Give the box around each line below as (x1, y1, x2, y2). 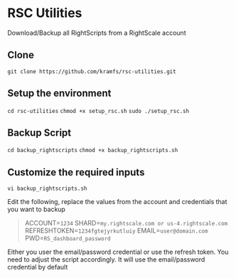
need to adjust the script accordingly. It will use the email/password (7, 255, 205, 264)
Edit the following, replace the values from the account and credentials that (7, 198, 227, 206)
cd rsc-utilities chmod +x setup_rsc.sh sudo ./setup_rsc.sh (7, 107, 190, 114)
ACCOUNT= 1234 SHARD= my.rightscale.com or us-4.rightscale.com (24, 219, 228, 228)
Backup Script (7, 127, 72, 139)
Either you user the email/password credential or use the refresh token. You (7, 247, 229, 257)
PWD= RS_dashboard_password (24, 234, 112, 242)
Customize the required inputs (7, 166, 145, 178)
